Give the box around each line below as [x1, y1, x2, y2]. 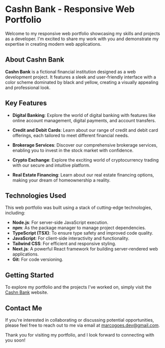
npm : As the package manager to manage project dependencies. [12, 225, 146, 231]
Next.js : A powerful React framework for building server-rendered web [12, 246, 158, 252]
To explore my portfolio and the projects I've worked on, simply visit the [5, 284, 152, 290]
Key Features [5, 99, 47, 107]
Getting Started [5, 271, 54, 279]
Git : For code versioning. [12, 257, 64, 262]
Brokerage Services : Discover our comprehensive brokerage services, [12, 142, 158, 148]
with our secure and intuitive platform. [12, 162, 90, 168]
